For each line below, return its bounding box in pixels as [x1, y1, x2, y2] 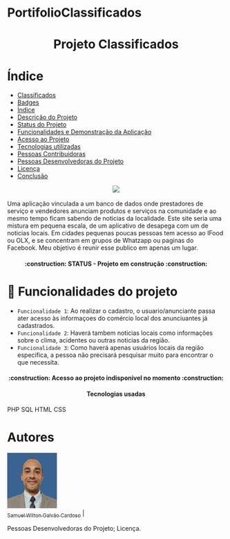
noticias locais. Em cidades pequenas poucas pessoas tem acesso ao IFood [7, 229, 224, 237]
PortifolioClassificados [7, 5, 142, 21]
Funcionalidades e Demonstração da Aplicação [17, 128, 152, 136]
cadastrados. [17, 321, 55, 329]
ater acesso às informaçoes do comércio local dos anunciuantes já [17, 313, 208, 322]
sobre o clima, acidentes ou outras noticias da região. [17, 336, 171, 344]
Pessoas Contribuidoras [17, 150, 86, 158]
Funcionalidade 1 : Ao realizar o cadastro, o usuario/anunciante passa [17, 307, 215, 315]
